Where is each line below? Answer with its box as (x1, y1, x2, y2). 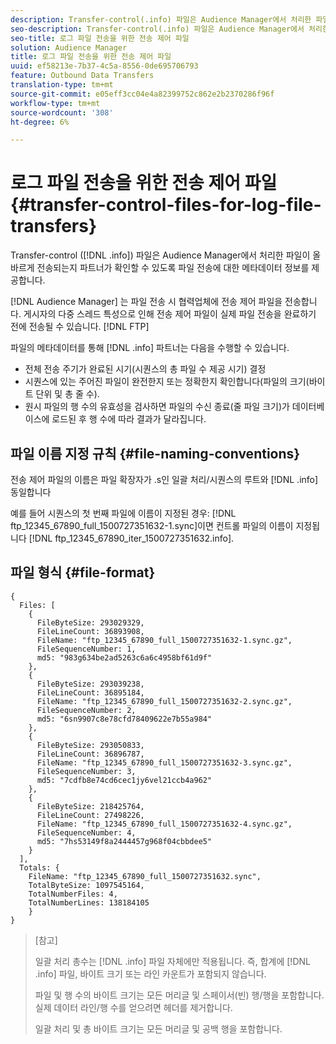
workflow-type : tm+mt (10, 98, 101, 108)
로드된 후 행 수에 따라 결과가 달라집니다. (51, 413, 207, 425)
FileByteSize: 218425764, (36, 801, 145, 811)
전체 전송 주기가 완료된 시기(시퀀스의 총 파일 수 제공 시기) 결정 (24, 363, 267, 375)
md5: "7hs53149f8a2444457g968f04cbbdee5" (36, 836, 213, 846)
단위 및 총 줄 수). (35, 388, 100, 400)
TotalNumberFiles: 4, (28, 889, 118, 899)
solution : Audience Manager (10, 42, 128, 53)
